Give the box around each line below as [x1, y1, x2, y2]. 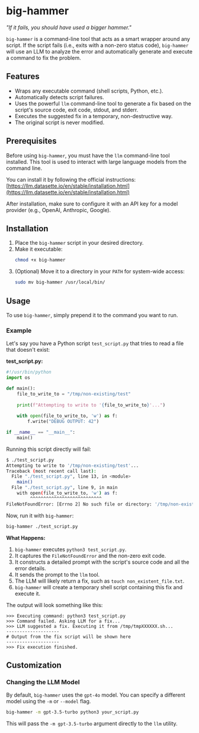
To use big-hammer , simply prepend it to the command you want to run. [6, 311, 178, 318]
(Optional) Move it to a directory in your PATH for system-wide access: [14, 268, 185, 275]
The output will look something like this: [6, 601, 103, 608]
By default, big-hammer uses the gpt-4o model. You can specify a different [6, 691, 185, 699]
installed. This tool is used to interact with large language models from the [6, 158, 187, 165]
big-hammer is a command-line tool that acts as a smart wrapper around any [6, 35, 191, 42]
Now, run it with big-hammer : [6, 512, 74, 519]
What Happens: [6, 534, 46, 541]
